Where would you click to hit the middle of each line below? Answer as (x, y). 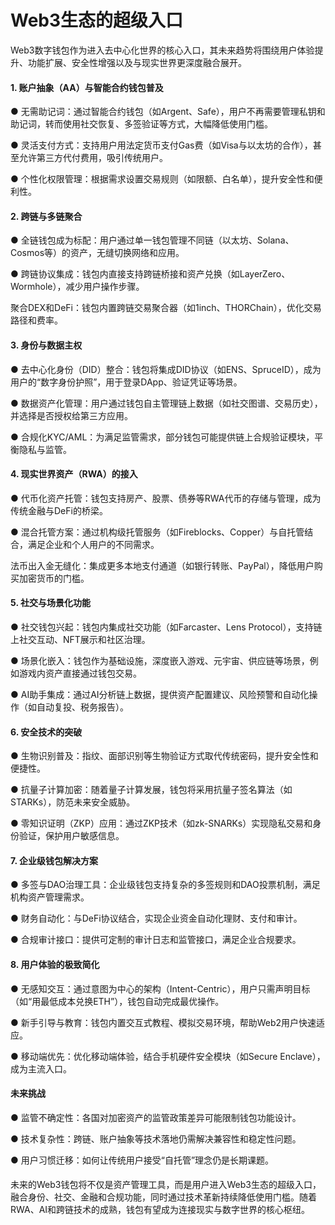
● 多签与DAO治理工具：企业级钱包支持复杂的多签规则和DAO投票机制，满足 (165, 885)
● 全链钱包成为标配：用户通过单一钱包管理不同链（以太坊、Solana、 (152, 240)
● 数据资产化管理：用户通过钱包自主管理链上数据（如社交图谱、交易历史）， (166, 403)
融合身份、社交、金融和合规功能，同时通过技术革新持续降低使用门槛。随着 (163, 1197)
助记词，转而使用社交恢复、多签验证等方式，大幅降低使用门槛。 (141, 124)
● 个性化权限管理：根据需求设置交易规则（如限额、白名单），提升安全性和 (162, 179)
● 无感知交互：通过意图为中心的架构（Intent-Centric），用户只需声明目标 (160, 988)
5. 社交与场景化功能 (50, 603)
